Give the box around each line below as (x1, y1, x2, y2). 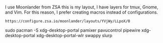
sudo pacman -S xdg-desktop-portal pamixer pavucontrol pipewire (5, 27, 140, 33)
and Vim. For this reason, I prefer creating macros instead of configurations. (5, 9, 158, 15)
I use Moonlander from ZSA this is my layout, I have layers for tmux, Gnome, (5, 4, 159, 10)
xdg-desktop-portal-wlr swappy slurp (36, 33, 113, 38)
